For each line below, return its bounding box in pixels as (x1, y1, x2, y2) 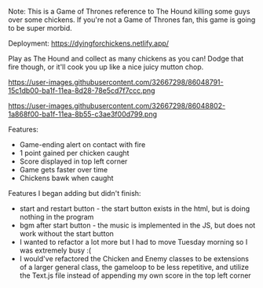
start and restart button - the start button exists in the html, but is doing (19, 204, 250, 213)
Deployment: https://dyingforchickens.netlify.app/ (8, 39, 170, 48)
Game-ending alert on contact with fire (19, 140, 146, 149)
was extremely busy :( (19, 246, 92, 255)
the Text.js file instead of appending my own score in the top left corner (19, 271, 251, 280)
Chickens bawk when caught (19, 173, 114, 183)
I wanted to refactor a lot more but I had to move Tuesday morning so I (19, 238, 248, 246)
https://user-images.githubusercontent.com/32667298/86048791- (8, 78, 224, 87)
